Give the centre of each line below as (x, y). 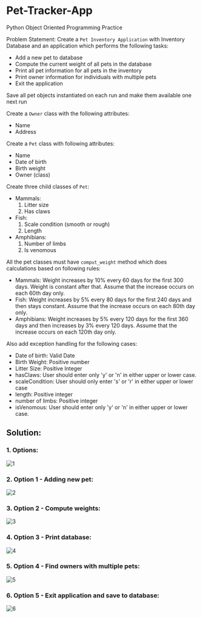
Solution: (24, 433)
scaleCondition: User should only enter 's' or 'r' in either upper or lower (104, 381)
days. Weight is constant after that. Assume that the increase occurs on (104, 286)
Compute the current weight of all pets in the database (83, 64)
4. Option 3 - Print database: (49, 538)
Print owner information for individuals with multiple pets (86, 77)
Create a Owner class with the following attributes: (68, 113)
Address (25, 132)
